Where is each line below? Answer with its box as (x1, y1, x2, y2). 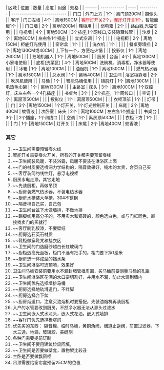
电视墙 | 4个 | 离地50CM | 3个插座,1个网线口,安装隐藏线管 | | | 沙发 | (19, 29, 153, 35)
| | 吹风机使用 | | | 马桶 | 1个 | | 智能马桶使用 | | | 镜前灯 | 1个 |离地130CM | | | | (5, 78, 160, 83)
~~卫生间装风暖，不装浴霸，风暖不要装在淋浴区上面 (12, 158, 117, 164)
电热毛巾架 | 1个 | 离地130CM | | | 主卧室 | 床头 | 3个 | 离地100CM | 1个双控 (5, 84, 153, 90)
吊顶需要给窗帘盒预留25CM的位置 (12, 360, 81, 366)
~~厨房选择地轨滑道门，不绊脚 (12, 287, 75, 292)
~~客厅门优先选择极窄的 (12, 317, 61, 323)
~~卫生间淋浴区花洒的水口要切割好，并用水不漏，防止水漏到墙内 (12, 274, 143, 280)
